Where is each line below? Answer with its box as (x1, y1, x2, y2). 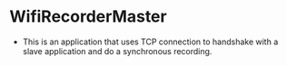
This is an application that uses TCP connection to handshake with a (22, 36, 279, 47)
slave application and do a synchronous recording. (22, 45, 213, 56)
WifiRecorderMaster (9, 6, 167, 27)
